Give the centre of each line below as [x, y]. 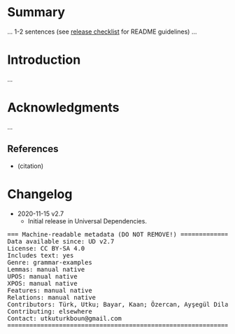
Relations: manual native [52, 297]
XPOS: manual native [43, 283]
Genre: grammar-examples [50, 262]
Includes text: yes [41, 255]
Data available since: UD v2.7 [61, 241]
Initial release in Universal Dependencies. [87, 221]
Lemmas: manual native [46, 269]
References [33, 149]
